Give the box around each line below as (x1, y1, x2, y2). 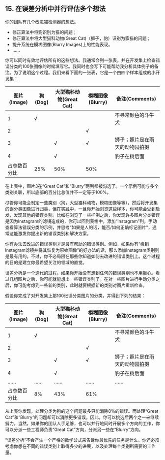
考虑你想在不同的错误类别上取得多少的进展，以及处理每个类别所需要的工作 (5, 443, 156, 449)
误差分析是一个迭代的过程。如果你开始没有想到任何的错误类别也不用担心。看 (5, 270, 160, 276)
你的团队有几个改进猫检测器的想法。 (5, 19, 79, 25)
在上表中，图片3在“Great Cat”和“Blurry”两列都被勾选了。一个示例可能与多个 (5, 183, 159, 189)
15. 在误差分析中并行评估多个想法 (5, 4, 106, 13)
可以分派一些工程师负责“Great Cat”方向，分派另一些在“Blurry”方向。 (5, 427, 143, 432)
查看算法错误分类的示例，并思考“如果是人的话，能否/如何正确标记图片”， (5, 224, 153, 230)
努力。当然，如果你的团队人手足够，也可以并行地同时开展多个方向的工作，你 (5, 420, 160, 426)
